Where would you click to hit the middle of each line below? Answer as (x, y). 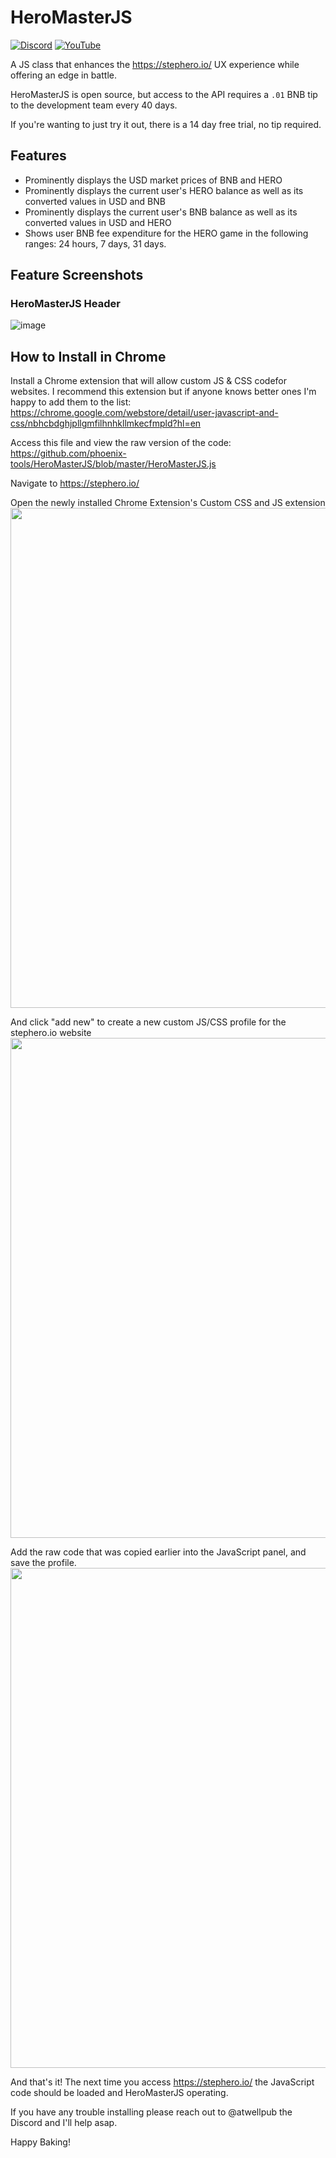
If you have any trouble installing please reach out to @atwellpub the (151, 2112)
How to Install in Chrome (88, 356)
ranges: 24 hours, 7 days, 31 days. (95, 243)
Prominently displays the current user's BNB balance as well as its (161, 212)
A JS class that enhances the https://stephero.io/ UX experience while (155, 64)
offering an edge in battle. (63, 75)
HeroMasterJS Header (65, 304)
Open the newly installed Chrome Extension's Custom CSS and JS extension (168, 503)
